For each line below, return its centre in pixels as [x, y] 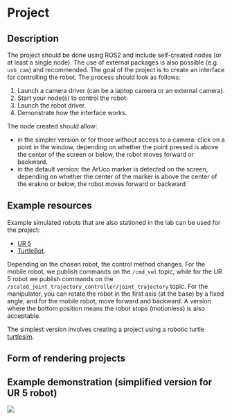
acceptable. [24, 316]
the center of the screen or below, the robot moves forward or [106, 154]
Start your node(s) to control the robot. [72, 98]
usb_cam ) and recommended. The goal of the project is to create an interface [116, 70]
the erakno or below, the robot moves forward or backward [101, 184]
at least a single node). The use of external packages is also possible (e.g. [113, 62]
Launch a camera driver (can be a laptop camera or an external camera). [121, 91]
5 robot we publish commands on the [60, 278]
